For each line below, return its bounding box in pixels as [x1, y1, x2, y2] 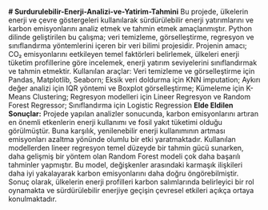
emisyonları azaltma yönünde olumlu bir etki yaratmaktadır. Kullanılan [8, 135, 236, 143]
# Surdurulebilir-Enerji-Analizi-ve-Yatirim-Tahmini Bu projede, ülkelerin [8, 7, 249, 16]
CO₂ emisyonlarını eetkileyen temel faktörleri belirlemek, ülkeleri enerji [8, 50, 240, 59]
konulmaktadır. [8, 194, 58, 204]
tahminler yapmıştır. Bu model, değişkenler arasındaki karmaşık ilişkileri [8, 160, 242, 169]
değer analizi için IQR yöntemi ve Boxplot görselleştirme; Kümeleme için [8, 83, 245, 93]
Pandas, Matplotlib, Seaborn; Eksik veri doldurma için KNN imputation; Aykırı [8, 75, 261, 84]
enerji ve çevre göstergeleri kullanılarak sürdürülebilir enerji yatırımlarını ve [8, 15, 254, 25]
